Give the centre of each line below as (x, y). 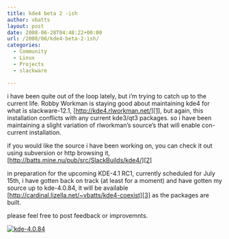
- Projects (29, 64)
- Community (30, 52)
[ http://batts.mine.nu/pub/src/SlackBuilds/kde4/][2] (80, 160)
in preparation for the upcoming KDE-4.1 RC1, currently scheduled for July (111, 173)
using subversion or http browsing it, (59, 153)
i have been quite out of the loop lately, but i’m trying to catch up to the (107, 96)
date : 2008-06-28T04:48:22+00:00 (55, 32)
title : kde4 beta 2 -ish (42, 13)
